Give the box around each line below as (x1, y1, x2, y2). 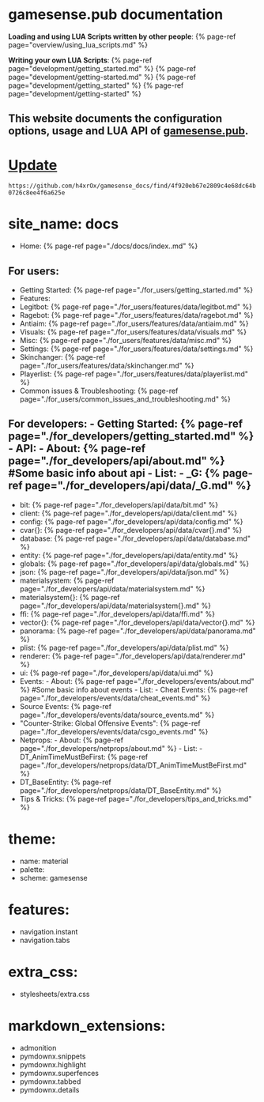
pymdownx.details (19, 1085, 80, 1094)
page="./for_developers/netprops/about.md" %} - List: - (19, 743, 203, 753)
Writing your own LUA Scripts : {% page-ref (8, 55, 153, 65)
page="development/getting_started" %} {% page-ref (8, 81, 184, 90)
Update (8, 156, 58, 174)
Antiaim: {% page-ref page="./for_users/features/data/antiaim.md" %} (19, 319, 249, 329)
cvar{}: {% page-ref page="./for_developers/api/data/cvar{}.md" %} (19, 525, 243, 534)
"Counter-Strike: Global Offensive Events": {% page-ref (19, 718, 201, 728)
